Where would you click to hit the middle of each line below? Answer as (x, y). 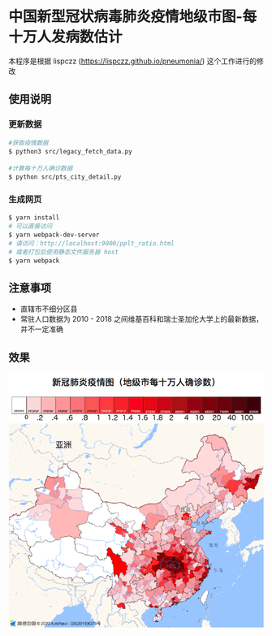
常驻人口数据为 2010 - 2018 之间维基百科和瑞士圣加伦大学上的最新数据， (142, 319)
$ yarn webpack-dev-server (54, 235)
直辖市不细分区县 (49, 309)
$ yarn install (34, 218)
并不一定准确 (41, 329)
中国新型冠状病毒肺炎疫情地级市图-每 (133, 17)
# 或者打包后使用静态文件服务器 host (64, 252)
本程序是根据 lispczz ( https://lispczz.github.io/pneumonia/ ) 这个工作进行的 (133, 61)
